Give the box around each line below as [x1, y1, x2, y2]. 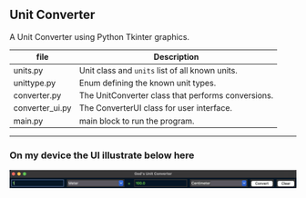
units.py [13, 64, 44, 75]
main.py [13, 115, 44, 126]
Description [153, 52, 199, 63]
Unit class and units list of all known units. [78, 64, 239, 75]
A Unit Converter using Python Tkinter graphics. [9, 31, 189, 42]
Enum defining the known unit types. [78, 77, 217, 88]
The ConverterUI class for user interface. [78, 103, 232, 114]
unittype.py [13, 77, 56, 88]
